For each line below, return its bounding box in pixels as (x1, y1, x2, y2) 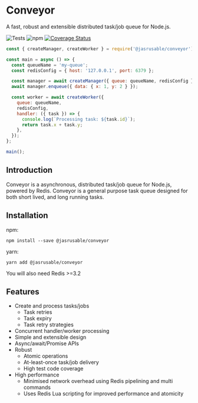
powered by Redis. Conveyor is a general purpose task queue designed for (6, 187, 188, 194)
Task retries (23, 309, 52, 316)
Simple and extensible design (14, 334, 87, 341)
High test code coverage (23, 365, 84, 372)
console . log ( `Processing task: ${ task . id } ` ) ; (21, 116, 136, 122)
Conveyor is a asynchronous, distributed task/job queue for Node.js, (6, 181, 172, 188)
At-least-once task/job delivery (23, 359, 99, 366)
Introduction (6, 165, 53, 175)
